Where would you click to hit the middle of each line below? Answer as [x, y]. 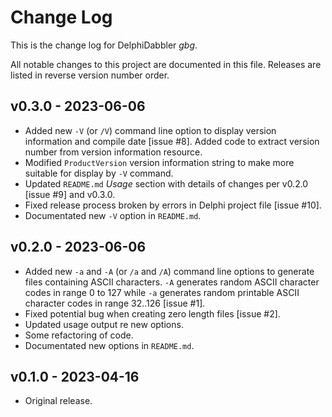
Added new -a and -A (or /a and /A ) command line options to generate [169, 271]
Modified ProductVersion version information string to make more [159, 162]
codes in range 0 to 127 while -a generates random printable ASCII [162, 292]
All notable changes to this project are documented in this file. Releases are [166, 64]
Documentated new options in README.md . [109, 345]
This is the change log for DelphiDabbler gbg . [104, 45]
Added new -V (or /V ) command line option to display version [150, 130]
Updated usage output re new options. [104, 324]
